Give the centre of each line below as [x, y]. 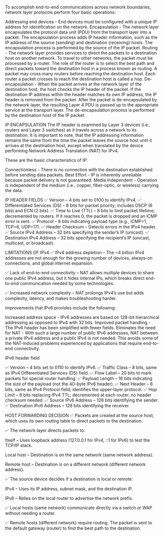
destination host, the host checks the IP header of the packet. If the [73, 89]
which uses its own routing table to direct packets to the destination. [74, 421]
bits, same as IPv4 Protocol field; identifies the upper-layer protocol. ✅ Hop [81, 389]
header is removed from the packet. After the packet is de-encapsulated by [81, 100]
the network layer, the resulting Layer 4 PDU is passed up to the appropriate [82, 105]
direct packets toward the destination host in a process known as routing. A [81, 68]
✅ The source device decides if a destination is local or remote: [69, 479]
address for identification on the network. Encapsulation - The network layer [82, 27]
